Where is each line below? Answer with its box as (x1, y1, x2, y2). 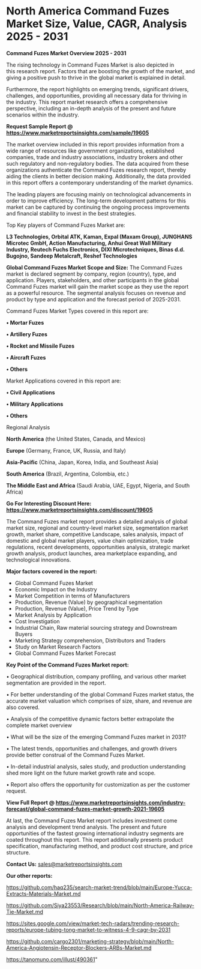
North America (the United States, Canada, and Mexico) (6, 435, 146, 442)
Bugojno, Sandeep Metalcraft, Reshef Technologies (6, 252, 137, 259)
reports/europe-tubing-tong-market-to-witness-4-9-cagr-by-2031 (6, 926, 171, 933)
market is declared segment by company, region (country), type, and (6, 270, 176, 277)
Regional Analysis (6, 423, 50, 430)
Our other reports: (6, 872, 53, 879)
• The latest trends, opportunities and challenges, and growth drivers (6, 744, 177, 752)
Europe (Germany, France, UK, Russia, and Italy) (6, 447, 126, 454)
